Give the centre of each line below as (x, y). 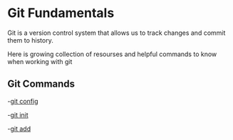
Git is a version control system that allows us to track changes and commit (116, 33)
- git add (19, 129)
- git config (23, 101)
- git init (18, 114)
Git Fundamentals (61, 13)
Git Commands (41, 84)
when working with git (40, 61)
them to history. (30, 40)
